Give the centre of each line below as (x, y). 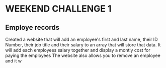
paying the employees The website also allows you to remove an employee (83, 55)
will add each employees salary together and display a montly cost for (78, 50)
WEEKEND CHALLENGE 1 (58, 9)
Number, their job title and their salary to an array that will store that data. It (83, 45)
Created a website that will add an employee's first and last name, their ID (81, 39)
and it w (14, 61)
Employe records (32, 27)
